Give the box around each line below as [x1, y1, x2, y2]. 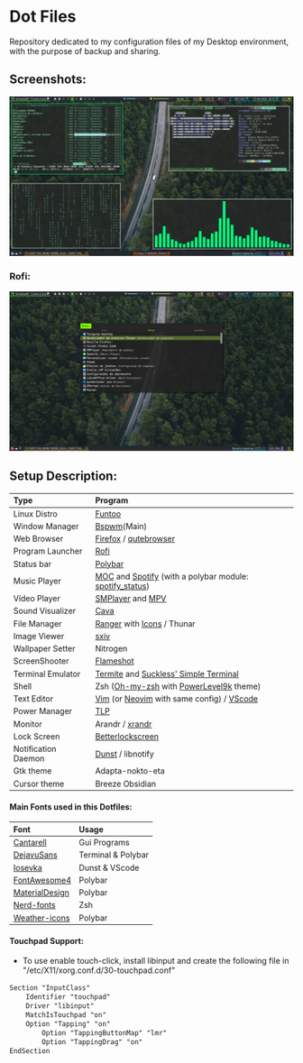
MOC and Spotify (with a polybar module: [95, 571, 250, 582]
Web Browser [13, 534, 64, 545]
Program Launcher [13, 545, 83, 556]
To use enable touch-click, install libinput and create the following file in [22, 956, 289, 967]
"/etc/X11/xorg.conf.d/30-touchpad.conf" [22, 965, 176, 976]
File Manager [13, 618, 62, 628]
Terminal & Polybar [78, 849, 150, 860]
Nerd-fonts [13, 900, 56, 911]
